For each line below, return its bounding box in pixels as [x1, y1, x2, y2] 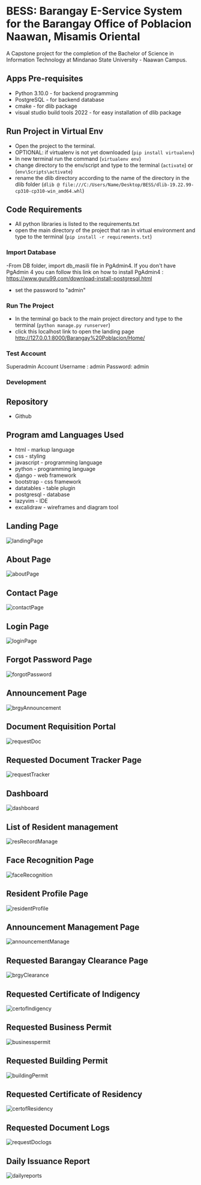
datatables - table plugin [14, 484, 76, 491]
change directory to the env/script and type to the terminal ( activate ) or [14, 161, 193, 169]
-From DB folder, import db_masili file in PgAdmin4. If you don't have [6, 262, 176, 269]
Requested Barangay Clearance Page [6, 956, 148, 966]
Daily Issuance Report [6, 1156, 90, 1166]
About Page [6, 555, 51, 565]
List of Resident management [6, 822, 119, 832]
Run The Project [6, 301, 54, 309]
